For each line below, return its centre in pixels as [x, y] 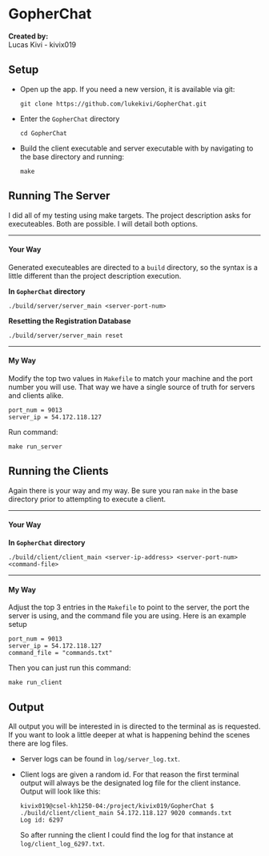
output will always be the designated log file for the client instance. [130, 783]
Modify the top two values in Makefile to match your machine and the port [131, 378]
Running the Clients [59, 471]
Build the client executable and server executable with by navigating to [137, 148]
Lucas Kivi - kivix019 [42, 44]
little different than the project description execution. [95, 275]
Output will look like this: [60, 791]
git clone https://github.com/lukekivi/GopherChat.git [113, 104]
